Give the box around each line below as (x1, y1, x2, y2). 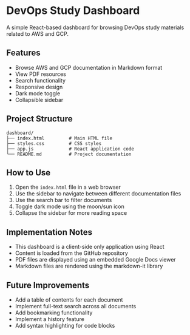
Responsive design (15, 83, 63, 90)
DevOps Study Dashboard (6, 4, 140, 18)
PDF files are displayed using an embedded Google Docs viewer (15, 256, 176, 263)
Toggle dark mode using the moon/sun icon (15, 203, 124, 210)
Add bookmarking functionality (15, 309, 93, 316)
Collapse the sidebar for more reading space (15, 209, 127, 217)
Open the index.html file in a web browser (15, 183, 121, 191)
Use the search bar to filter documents (15, 197, 112, 204)
